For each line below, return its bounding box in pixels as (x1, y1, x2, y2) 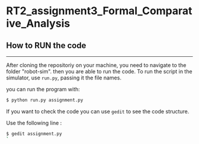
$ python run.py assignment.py (6, 97, 84, 103)
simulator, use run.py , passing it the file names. (6, 74, 121, 81)
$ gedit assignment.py (6, 130, 62, 137)
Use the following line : (6, 119, 62, 126)
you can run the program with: (6, 86, 80, 92)
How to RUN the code (6, 40, 86, 50)
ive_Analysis (6, 17, 70, 30)
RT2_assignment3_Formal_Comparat (6, 4, 192, 18)
